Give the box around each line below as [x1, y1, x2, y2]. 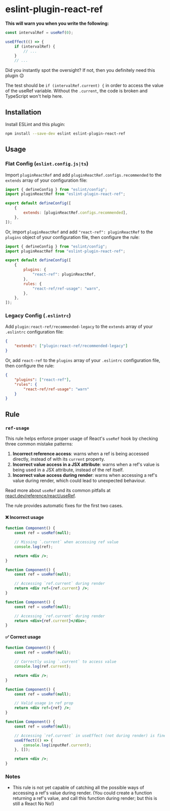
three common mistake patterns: [5, 441, 73, 447]
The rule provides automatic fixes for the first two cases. [5, 503, 123, 509]
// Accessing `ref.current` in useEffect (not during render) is [14, 733, 155, 738]
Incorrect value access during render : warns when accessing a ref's [12, 472, 158, 478]
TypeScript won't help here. [5, 93, 63, 99]
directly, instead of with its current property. [12, 456, 105, 462]
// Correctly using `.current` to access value [14, 659, 116, 664]
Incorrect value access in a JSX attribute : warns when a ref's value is [12, 462, 160, 468]
